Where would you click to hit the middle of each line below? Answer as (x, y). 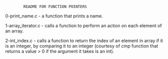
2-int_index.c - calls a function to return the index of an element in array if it (84, 40)
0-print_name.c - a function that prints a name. (54, 16)
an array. (14, 31)
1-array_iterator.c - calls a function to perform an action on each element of (83, 25)
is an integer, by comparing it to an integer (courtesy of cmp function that (82, 46)
